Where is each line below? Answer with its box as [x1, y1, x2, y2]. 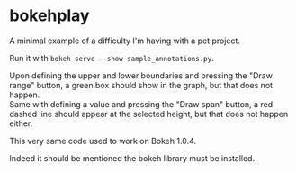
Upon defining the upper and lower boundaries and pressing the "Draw [9, 69, 273, 81]
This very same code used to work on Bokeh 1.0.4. [9, 135, 196, 146]
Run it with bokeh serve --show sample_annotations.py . [9, 52, 214, 63]
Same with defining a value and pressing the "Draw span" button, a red [9, 98, 274, 109]
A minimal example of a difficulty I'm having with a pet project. [9, 35, 241, 46]
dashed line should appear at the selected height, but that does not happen [9, 108, 289, 119]
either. [9, 118, 33, 129]
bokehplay [9, 5, 90, 26]
